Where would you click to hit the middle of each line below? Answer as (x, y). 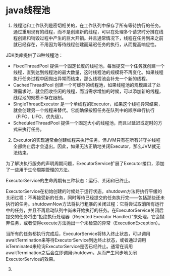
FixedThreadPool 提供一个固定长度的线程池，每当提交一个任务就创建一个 (89, 66)
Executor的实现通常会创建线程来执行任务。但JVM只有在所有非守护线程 (87, 140)
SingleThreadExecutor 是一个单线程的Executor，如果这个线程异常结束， (88, 104)
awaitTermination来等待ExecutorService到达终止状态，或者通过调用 (76, 240)
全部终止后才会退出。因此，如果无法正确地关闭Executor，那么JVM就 (84, 146)
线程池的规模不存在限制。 (40, 97)
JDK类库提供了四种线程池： (35, 55)
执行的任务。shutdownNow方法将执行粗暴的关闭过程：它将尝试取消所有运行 (85, 204)
